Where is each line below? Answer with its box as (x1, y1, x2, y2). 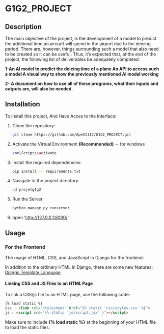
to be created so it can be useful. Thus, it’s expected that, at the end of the (5, 51, 156, 57)
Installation (5, 100, 40, 109)
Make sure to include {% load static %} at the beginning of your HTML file (5, 319, 156, 325)
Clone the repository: (12, 122, 55, 128)
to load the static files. (5, 324, 50, 330)
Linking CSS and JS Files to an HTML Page (5, 280, 93, 286)
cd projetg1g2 (12, 187, 41, 192)
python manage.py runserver (12, 206, 70, 211)
